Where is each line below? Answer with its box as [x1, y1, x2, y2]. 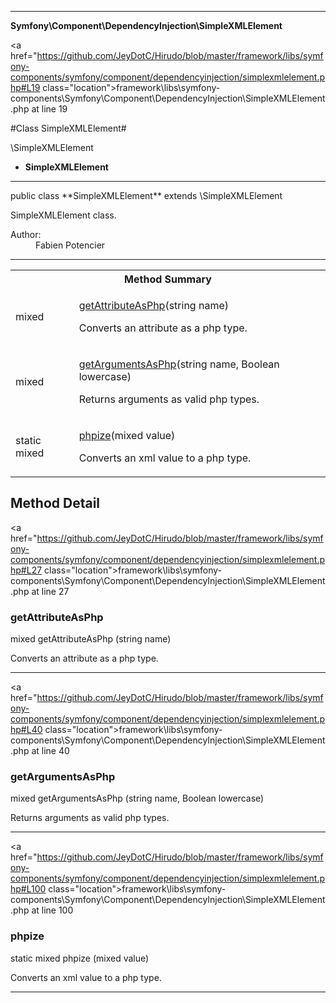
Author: [10, 229, 42, 240]
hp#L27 [10, 564, 43, 576]
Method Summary [124, 272, 212, 286]
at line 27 [31, 585, 70, 597]
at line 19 [31, 103, 68, 115]
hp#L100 [10, 883, 47, 895]
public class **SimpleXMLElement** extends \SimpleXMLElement [10, 190, 283, 201]
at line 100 [31, 904, 74, 916]
